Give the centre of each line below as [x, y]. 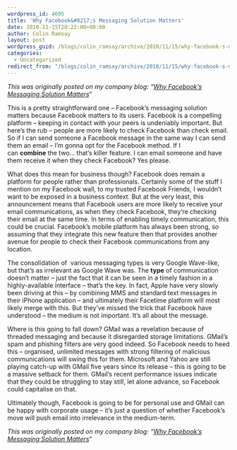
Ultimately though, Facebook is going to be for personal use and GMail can [116, 403]
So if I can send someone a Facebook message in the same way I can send [116, 138]
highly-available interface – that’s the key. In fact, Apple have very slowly [113, 285]
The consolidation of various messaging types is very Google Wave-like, [114, 263]
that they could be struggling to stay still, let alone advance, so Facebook [114, 381]
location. [20, 249]
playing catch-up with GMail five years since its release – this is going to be [117, 366]
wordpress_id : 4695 [36, 14]
